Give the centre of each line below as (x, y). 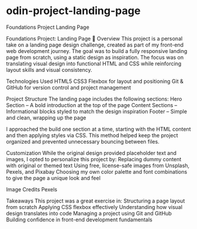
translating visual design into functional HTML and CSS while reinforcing (94, 64)
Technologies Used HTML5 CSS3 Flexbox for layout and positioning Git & (95, 81)
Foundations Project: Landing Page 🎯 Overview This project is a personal (94, 38)
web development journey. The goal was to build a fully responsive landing (97, 51)
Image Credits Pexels (32, 189)
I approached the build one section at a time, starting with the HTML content (98, 129)
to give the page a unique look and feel (54, 178)
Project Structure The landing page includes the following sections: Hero (94, 99)
